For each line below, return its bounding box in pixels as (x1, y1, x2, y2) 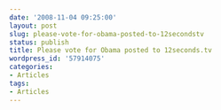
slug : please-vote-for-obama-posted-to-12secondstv (9, 29, 204, 38)
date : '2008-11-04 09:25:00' (9, 12, 117, 22)
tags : (9, 79, 29, 88)
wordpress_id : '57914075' (9, 54, 105, 63)
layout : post (9, 21, 58, 30)
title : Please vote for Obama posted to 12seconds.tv (9, 46, 213, 55)
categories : (9, 63, 53, 72)
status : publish (9, 37, 69, 47)
